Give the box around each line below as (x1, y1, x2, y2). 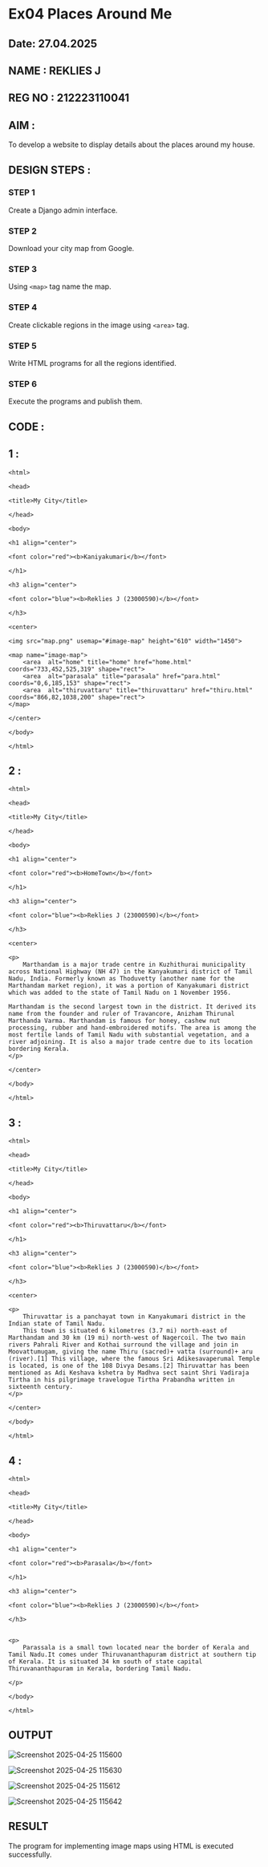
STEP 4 (8, 302, 38, 313)
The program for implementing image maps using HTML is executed (8, 1841, 234, 1850)
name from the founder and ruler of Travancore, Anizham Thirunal (8, 1010, 235, 1018)
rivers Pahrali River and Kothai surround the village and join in (8, 1341, 239, 1349)
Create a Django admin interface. (8, 205, 118, 215)
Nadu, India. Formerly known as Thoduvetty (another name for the (8, 975, 235, 983)
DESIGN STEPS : (8, 163, 91, 177)
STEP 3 (8, 264, 38, 275)
